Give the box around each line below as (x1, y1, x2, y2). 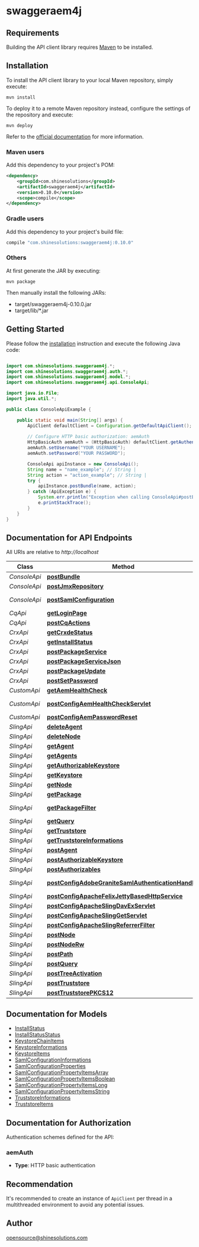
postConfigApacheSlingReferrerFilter (47, 921, 155, 930)
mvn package (6, 278, 36, 285)
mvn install (6, 94, 36, 100)
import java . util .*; (6, 396, 57, 402)
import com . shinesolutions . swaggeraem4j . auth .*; (6, 369, 129, 374)
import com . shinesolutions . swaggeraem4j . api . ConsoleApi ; (6, 379, 150, 386)
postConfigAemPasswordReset (47, 713, 138, 722)
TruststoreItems (14, 1101, 54, 1108)
